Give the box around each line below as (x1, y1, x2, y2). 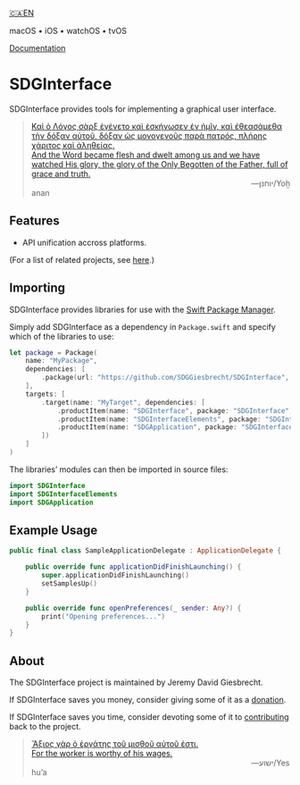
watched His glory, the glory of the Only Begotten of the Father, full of (30, 158, 288, 169)
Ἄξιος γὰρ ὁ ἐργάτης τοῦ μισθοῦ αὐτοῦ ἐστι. (30, 739, 199, 749)
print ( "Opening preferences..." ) (41, 612, 166, 620)
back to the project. (9, 722, 82, 732)
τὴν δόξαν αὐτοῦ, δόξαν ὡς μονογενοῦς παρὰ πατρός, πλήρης (30, 130, 268, 141)
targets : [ (25, 389, 66, 399)
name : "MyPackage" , (25, 357, 98, 366)
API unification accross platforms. (21, 237, 147, 248)
